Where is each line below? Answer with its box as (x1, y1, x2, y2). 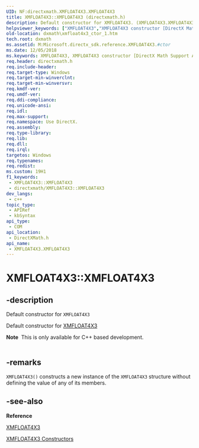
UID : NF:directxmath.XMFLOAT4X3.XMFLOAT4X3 (6, 8, 115, 15)
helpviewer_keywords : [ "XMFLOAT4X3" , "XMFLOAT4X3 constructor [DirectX (6, 25, 184, 31)
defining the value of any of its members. (6, 379, 107, 386)
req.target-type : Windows (6, 69, 70, 75)
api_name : (6, 240, 31, 246)
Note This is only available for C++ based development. (6, 333, 144, 341)
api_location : (6, 229, 41, 235)
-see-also (6, 396, 43, 406)
